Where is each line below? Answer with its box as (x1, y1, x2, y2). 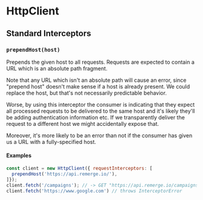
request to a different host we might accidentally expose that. (6, 120, 159, 127)
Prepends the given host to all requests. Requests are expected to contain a (6, 58, 195, 66)
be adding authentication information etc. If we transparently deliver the (6, 113, 185, 121)
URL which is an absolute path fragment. (6, 64, 108, 72)
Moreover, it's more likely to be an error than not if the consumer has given (6, 131, 193, 139)
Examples (6, 152, 32, 159)
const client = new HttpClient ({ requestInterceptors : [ (6, 166, 153, 172)
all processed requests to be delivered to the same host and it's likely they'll (6, 107, 195, 114)
